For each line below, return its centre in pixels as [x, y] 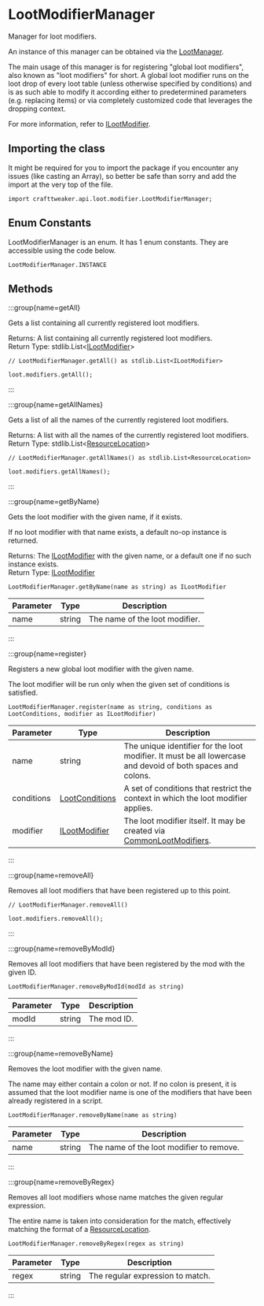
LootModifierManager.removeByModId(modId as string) [96, 987]
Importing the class [57, 148]
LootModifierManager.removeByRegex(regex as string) [96, 1244]
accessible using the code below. [62, 250]
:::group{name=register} [48, 654]
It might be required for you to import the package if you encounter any [123, 168]
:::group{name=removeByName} [61, 1054]
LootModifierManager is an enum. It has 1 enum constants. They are [119, 242]
